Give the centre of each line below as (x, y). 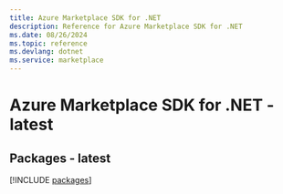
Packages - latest (60, 158)
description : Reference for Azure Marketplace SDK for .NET (126, 26)
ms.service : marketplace (57, 60)
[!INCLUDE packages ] (51, 180)
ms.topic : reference (49, 43)
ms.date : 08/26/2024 (49, 35)
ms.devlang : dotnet (47, 52)
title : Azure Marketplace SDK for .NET (85, 18)
